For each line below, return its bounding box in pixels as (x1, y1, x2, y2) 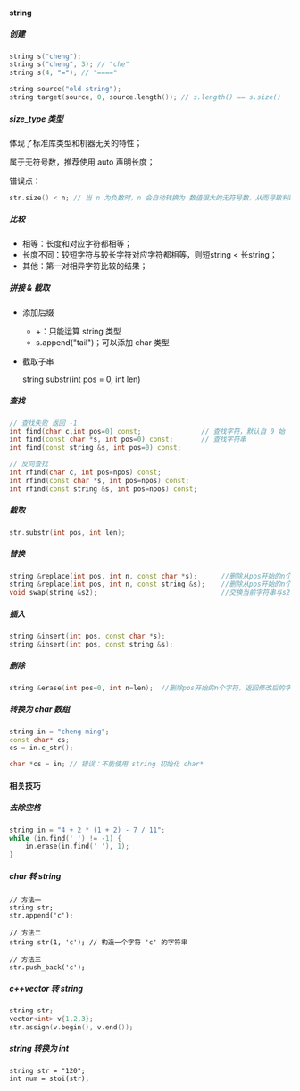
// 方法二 (9, 928, 42, 938)
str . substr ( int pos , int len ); (9, 528, 126, 537)
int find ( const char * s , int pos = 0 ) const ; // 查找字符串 (9, 435, 247, 444)
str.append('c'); (9, 911, 74, 920)
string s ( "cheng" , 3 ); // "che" (9, 60, 129, 69)
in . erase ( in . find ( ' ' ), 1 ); (25, 842, 129, 851)
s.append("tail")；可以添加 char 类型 (35, 336, 170, 348)
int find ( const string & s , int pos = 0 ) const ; (9, 444, 181, 452)
